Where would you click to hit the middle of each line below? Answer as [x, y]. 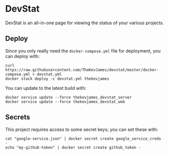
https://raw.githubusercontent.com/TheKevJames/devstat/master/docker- [82, 70]
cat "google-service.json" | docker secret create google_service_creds [83, 139]
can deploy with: [22, 56]
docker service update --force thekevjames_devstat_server [69, 97]
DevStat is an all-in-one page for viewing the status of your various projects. [84, 23]
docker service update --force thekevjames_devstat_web [65, 101]
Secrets [18, 117]
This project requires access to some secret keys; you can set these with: [82, 129]
